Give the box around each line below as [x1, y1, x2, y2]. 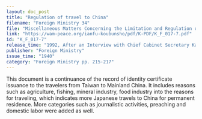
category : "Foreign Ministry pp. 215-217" [6, 59, 114, 65]
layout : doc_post [6, 8, 50, 15]
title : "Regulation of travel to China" [6, 14, 109, 20]
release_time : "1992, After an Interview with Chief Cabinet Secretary [6, 42, 189, 48]
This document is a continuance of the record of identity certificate [6, 75, 173, 83]
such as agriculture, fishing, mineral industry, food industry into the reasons [6, 88, 194, 95]
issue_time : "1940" [6, 53, 55, 59]
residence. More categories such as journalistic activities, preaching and [6, 100, 186, 108]
